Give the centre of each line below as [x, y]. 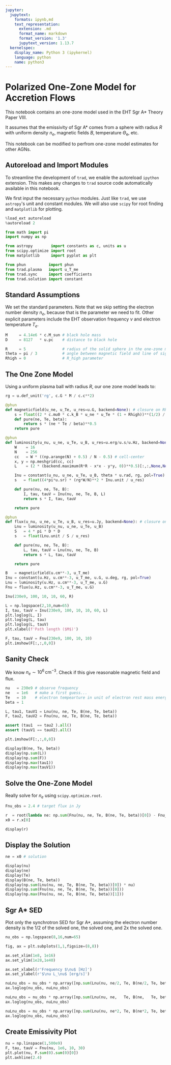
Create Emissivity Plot [41, 1032]
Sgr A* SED [24, 910]
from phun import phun [39, 265]
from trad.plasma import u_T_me [42, 269]
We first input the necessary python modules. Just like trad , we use [76, 198]
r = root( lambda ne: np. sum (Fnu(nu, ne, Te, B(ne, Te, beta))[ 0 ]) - [81, 815]
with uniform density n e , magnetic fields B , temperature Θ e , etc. [72, 133]
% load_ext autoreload [28, 218]
